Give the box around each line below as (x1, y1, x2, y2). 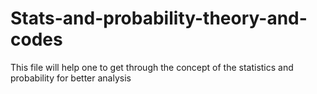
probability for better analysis (10, 72, 132, 84)
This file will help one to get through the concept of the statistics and (10, 61, 294, 73)
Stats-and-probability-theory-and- (10, 7, 308, 30)
